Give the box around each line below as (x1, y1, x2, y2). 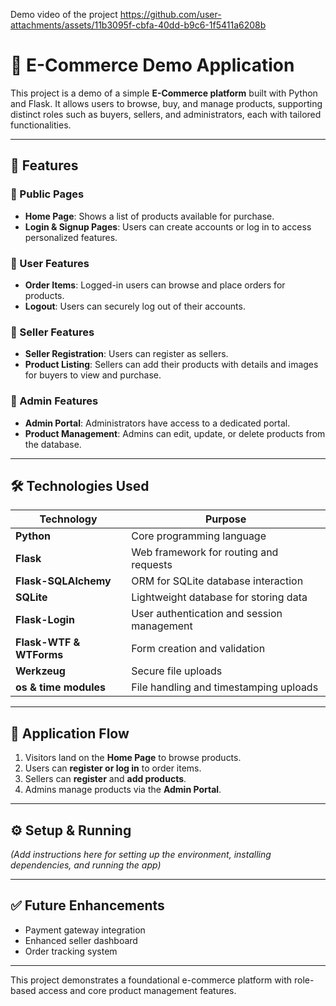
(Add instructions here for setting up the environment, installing (10, 848, 272, 860)
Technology (39, 512, 98, 526)
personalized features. (24, 231, 118, 243)
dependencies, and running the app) (10, 859, 162, 871)
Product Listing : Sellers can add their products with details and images (24, 359, 319, 371)
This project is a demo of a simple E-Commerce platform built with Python (10, 87, 318, 99)
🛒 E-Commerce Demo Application (10, 54, 295, 77)
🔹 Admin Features (10, 394, 99, 408)
